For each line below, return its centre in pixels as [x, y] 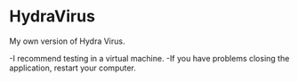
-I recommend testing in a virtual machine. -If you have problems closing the [149, 58]
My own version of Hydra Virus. [67, 41]
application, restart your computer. [72, 68]
